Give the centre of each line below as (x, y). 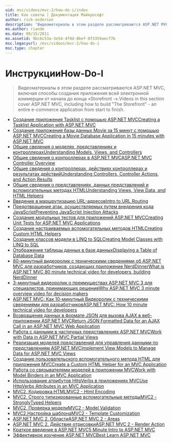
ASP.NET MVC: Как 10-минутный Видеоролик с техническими (80, 299)
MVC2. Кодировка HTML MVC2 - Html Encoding (64, 391)
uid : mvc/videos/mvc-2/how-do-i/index (47, 10)
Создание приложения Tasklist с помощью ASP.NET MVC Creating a (86, 119)
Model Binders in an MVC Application (52, 375)
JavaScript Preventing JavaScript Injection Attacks (66, 212)
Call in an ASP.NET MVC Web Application (56, 326)
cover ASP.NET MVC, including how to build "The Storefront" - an (87, 104)
